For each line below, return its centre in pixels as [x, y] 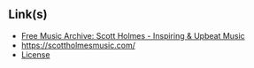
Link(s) [28, 15]
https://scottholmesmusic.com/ [78, 45]
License [35, 54]
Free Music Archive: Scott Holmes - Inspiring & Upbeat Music [133, 35]
